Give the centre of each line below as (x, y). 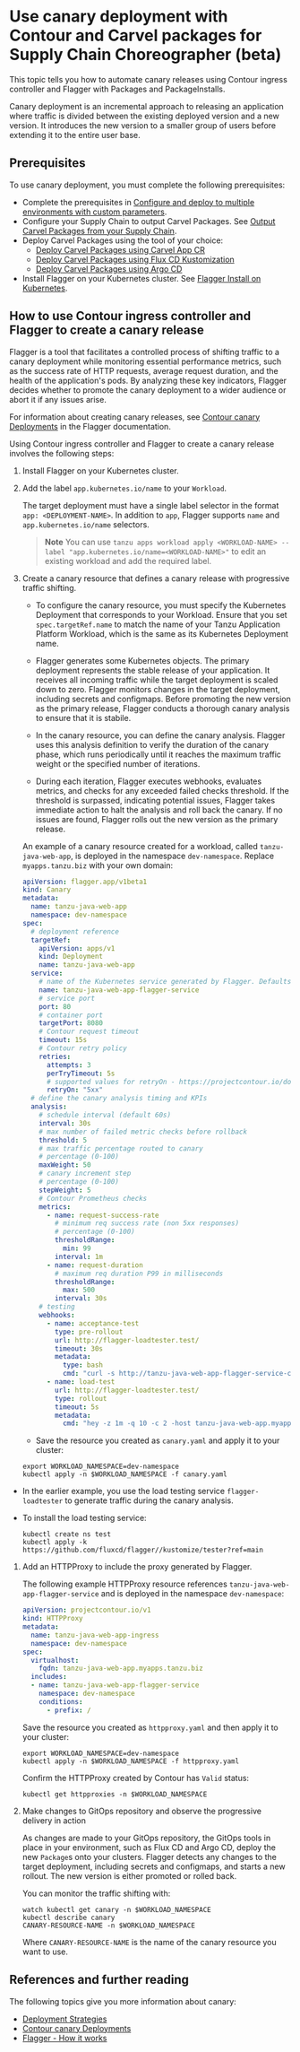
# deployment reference (75, 931)
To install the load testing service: (84, 1518)
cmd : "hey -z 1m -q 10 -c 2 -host (127, 1423)
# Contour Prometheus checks (93, 1198)
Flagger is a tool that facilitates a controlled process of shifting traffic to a (145, 352)
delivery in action (54, 1820)
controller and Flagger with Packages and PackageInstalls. (117, 89)
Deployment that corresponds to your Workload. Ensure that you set (162, 614)
